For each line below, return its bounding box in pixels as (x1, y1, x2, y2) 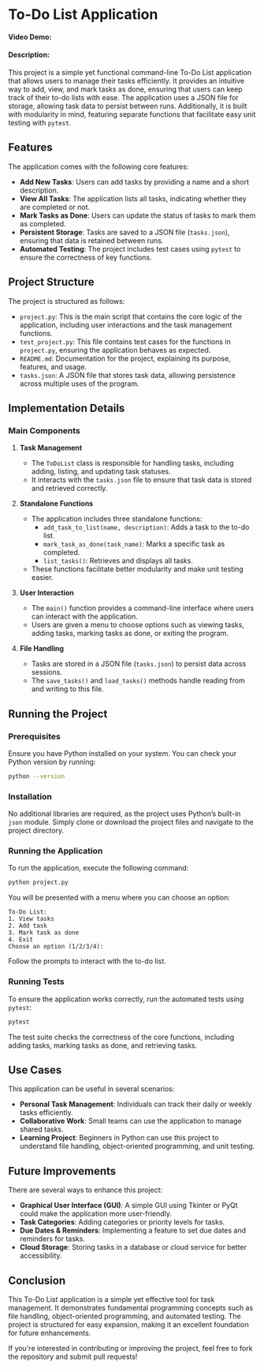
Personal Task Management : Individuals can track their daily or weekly (19, 1099, 252, 1109)
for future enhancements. (8, 1328, 91, 1337)
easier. (31, 573, 54, 582)
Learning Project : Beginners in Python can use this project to (19, 1133, 219, 1143)
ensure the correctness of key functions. (19, 252, 152, 262)
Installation (8, 791, 53, 802)
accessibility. (19, 1251, 62, 1260)
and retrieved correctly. (31, 484, 108, 493)
